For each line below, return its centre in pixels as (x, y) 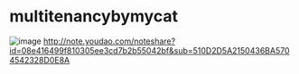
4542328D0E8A (40, 60)
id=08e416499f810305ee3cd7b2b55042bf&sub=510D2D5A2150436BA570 (149, 50)
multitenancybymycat (94, 16)
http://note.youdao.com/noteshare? (110, 41)
